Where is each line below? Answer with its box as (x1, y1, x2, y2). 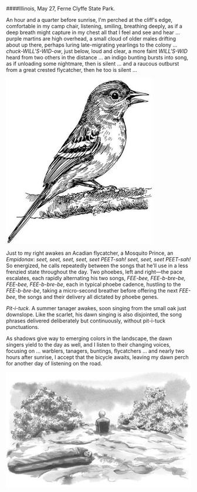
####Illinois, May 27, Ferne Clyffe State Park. (6, 5, 116, 12)
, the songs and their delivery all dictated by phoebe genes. (15, 294, 159, 300)
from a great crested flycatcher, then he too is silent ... (6, 67, 137, 73)
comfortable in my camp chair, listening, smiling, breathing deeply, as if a (6, 23, 183, 29)
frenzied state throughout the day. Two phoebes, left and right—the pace (6, 268, 183, 275)
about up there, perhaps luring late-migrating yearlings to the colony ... (6, 41, 178, 48)
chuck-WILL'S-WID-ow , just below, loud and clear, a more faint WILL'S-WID (6, 48, 188, 55)
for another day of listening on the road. (6, 360, 103, 367)
